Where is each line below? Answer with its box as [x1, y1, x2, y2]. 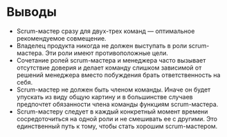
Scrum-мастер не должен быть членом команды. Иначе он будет [16, 85, 211, 94]
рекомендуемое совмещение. [16, 34, 107, 42]
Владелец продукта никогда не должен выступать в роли [16, 41, 188, 50]
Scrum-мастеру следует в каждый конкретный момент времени [16, 107, 208, 116]
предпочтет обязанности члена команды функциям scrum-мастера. [16, 100, 219, 108]
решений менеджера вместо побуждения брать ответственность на [16, 70, 221, 79]
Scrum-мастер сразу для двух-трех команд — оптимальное [16, 27, 195, 35]
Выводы [6, 4, 57, 20]
